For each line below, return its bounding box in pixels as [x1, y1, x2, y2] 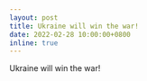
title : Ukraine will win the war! [9, 22, 140, 31]
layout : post [9, 13, 59, 22]
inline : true [9, 38, 59, 48]
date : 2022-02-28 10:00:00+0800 [9, 30, 131, 39]
